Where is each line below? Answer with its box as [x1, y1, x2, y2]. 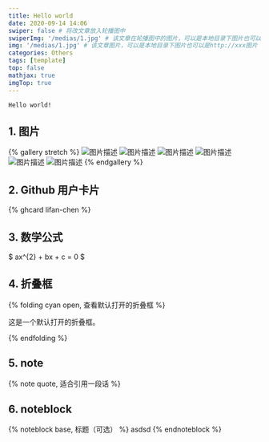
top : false [8, 64, 45, 72]
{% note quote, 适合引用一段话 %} [8, 379, 122, 388]
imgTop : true [8, 79, 52, 87]
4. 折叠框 [8, 278, 53, 291]
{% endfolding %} [8, 333, 68, 343]
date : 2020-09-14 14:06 [8, 19, 88, 27]
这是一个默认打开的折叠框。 [8, 317, 100, 326]
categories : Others [8, 49, 74, 57]
